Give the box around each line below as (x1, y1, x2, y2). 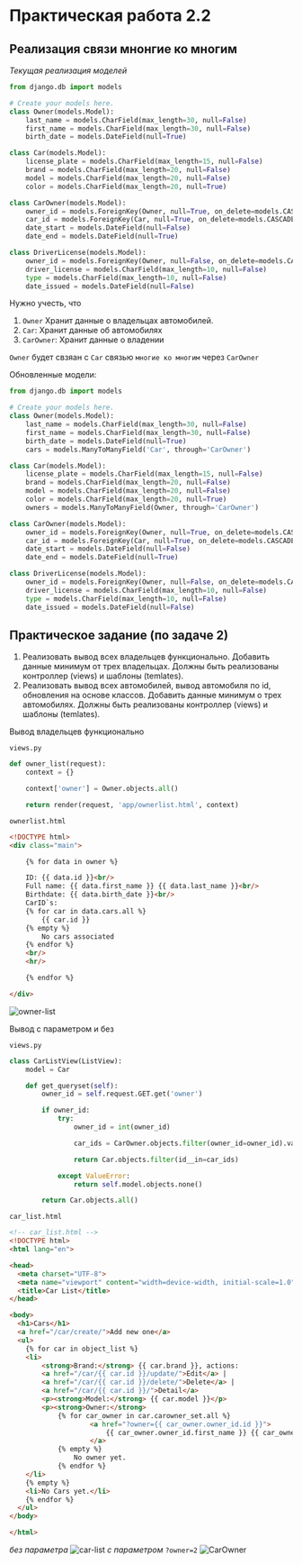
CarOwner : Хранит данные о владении (22, 334, 164, 345)
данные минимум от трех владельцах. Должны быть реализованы (22, 661, 280, 672)
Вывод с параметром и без (9, 1023, 114, 1034)
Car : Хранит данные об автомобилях (22, 325, 163, 336)
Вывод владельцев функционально (9, 726, 145, 737)
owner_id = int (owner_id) (73, 1123, 171, 1132)
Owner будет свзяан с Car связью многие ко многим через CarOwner (9, 352, 260, 363)
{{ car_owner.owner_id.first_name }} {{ (105, 1428, 259, 1437)
